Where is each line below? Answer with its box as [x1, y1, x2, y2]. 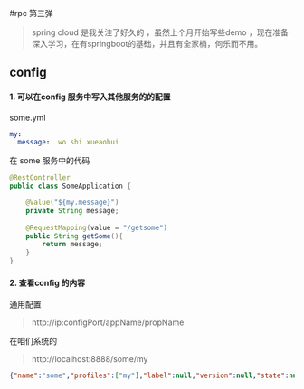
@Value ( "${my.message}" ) [25, 198, 119, 208]
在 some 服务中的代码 [9, 155, 90, 166]
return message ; [42, 240, 103, 249]
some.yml [9, 112, 46, 123]
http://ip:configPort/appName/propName [31, 317, 185, 328]
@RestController [9, 173, 71, 182]
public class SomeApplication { [9, 181, 131, 191]
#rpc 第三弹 [9, 8, 53, 18]
